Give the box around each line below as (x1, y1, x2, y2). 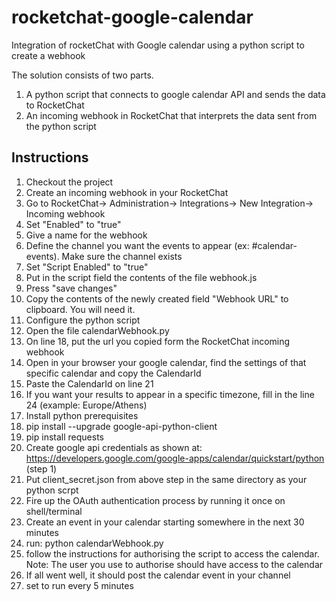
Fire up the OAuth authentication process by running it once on (25, 494, 286, 506)
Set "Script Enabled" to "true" (25, 261, 149, 273)
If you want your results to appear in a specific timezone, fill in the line (25, 388, 315, 400)
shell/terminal (25, 505, 83, 517)
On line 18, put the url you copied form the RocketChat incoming (25, 335, 291, 347)
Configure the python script (25, 314, 141, 326)
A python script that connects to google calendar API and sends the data (25, 88, 326, 100)
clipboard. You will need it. (25, 303, 136, 315)
